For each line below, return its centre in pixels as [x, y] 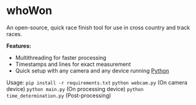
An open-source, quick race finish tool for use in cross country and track [98, 27]
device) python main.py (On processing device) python [75, 89]
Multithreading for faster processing [61, 57]
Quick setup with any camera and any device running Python [92, 70]
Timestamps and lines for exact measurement [73, 64]
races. [14, 34]
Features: [19, 46]
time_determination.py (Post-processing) [59, 95]
